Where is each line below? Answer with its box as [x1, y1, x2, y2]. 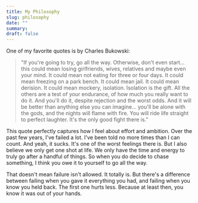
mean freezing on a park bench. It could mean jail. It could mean [20, 78, 180, 85]
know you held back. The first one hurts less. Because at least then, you [6, 183, 184, 191]
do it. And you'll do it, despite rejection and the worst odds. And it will [20, 97, 192, 104]
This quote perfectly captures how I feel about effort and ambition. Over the [6, 128, 193, 135]
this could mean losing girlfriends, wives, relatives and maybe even [20, 65, 186, 72]
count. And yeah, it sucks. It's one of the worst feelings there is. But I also [6, 140, 187, 147]
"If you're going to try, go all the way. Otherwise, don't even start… [20, 59, 185, 66]
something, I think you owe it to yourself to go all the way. [6, 159, 148, 167]
